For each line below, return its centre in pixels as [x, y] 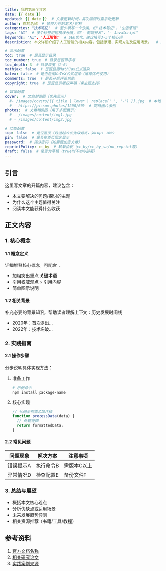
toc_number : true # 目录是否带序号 [40, 60]
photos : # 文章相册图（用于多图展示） [41, 110]
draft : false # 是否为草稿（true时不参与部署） [51, 151]
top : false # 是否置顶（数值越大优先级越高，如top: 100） [61, 133]
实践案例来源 [25, 564]
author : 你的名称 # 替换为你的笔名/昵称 [43, 23]
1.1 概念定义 [17, 253]
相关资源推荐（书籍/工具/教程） [44, 521]
